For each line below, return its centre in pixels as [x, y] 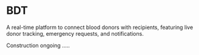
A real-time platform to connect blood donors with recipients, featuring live [100, 27]
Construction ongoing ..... [38, 45]
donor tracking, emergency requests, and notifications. [75, 33]
